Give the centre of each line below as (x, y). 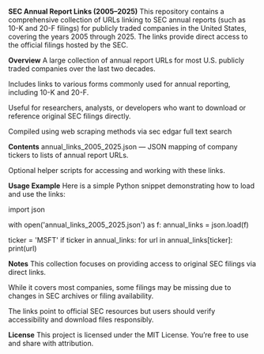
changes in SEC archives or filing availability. (81, 296)
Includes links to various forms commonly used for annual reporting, (119, 84)
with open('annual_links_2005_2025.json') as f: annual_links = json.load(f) (128, 225)
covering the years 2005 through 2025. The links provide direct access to (128, 36)
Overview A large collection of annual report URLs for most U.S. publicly (126, 60)
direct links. (27, 272)
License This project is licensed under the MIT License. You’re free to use (128, 335)
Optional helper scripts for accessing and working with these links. (117, 170)
